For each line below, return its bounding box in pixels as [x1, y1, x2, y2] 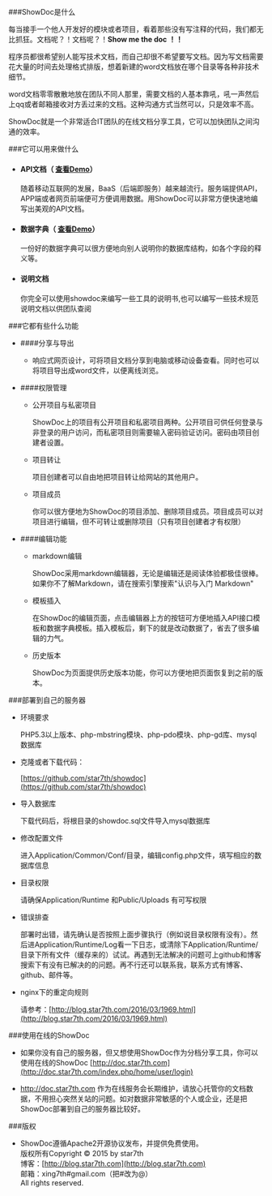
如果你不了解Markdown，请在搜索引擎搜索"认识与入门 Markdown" [32, 579, 254, 588]
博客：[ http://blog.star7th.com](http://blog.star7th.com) [19, 1159, 206, 1168]
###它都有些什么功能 [8, 321, 79, 330]
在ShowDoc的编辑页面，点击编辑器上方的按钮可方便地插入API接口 [32, 613, 253, 622]
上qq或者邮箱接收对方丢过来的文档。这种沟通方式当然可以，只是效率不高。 [8, 100, 259, 109]
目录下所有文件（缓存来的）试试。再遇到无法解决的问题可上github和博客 [19, 949, 261, 959]
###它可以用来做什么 [8, 144, 79, 153]
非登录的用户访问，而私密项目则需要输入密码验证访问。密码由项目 [32, 427, 253, 437]
